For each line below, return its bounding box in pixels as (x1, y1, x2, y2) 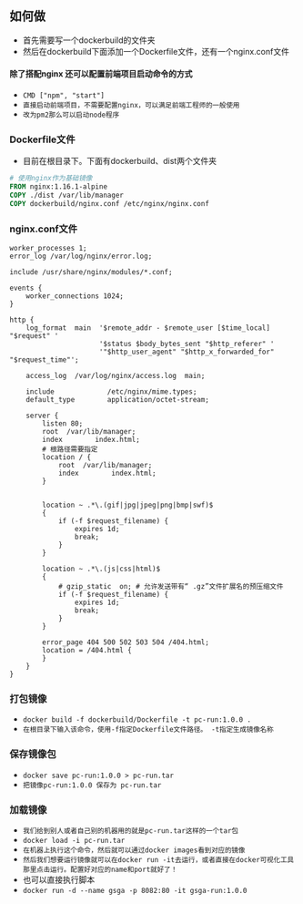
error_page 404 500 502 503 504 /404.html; (42, 638, 209, 647)
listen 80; (42, 419, 84, 428)
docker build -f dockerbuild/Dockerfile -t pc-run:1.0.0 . (22, 715, 252, 724)
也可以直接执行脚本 (22, 874, 96, 885)
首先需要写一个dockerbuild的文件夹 (22, 35, 156, 46)
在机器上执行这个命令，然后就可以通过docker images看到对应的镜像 (22, 846, 246, 855)
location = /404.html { (42, 646, 132, 655)
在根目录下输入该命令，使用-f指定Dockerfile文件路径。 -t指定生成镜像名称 (22, 725, 275, 734)
